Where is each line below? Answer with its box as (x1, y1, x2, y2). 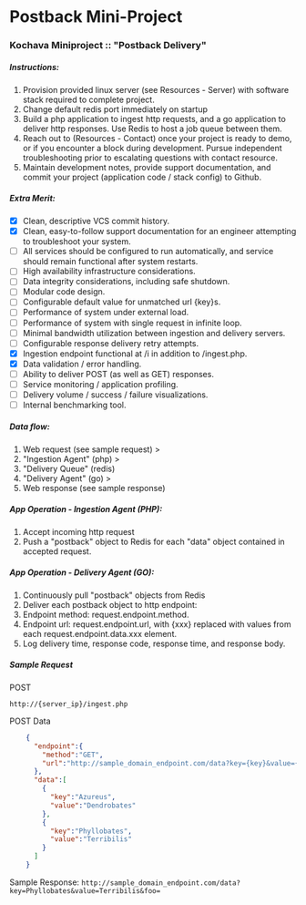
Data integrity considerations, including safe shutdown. (22, 276, 230, 287)
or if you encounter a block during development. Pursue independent (22, 143, 282, 154)
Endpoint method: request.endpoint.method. (22, 609, 189, 621)
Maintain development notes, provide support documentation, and (22, 162, 271, 173)
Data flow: (9, 421, 50, 432)
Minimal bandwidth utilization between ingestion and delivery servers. (22, 327, 286, 338)
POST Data (9, 715, 52, 726)
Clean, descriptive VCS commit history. (22, 216, 170, 227)
